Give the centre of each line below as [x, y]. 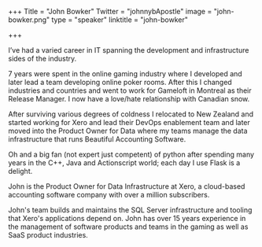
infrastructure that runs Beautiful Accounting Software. [97, 139]
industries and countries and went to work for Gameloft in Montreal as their [130, 90]
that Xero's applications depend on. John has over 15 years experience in [127, 218]
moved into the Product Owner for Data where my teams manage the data [128, 131]
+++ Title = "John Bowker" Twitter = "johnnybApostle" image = [110, 11]
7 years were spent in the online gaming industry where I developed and [125, 74]
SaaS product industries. [48, 235]
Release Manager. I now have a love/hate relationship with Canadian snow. [129, 99]
